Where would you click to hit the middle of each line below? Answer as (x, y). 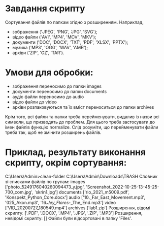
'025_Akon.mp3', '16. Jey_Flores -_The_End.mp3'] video (61, 202)
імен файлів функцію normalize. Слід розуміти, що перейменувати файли (82, 127)
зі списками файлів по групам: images (45, 181)
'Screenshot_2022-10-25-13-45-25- (123, 187)
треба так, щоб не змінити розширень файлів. (53, 132)
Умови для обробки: (49, 73)
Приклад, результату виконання (75, 152)
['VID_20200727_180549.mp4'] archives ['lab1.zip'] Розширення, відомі (78, 208)
